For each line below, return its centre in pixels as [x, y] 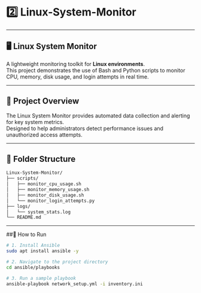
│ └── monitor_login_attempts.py [51, 201]
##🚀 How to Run [26, 234]
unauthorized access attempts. [44, 135]
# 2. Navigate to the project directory [57, 262]
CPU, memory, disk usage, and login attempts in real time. [77, 77]
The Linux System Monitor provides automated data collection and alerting [98, 116]
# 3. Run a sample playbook [41, 278]
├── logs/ [19, 206]
